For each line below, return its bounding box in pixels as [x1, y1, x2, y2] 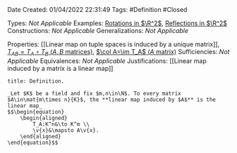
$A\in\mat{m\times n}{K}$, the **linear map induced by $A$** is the [7, 96, 217, 103]
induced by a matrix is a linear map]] [7, 64, 114, 72]
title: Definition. [7, 77, 65, 85]
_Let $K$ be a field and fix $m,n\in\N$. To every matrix [7, 90, 181, 97]
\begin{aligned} [20, 114, 68, 121]
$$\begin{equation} [7, 108, 65, 115]
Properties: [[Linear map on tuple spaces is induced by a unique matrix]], [7, 40, 220, 48]
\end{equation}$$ [7, 139, 59, 146]
